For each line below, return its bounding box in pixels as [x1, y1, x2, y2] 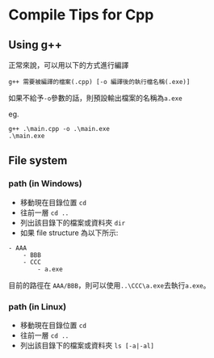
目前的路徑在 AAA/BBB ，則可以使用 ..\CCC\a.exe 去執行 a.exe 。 [8, 280, 211, 290]
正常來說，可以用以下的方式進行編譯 [8, 61, 129, 69]
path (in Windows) [8, 178, 82, 189]
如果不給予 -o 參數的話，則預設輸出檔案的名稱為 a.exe [8, 93, 183, 103]
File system [8, 154, 68, 167]
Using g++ [8, 38, 62, 52]
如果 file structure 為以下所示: [19, 228, 119, 238]
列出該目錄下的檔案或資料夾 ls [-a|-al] [19, 340, 155, 350]
